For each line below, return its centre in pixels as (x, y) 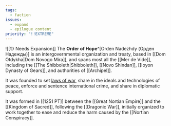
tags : (11, 10)
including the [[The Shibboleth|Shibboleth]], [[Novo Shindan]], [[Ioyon (79, 65)
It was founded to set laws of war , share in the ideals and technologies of (83, 80)
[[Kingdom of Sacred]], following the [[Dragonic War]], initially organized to (85, 107)
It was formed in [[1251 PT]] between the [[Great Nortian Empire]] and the (83, 101)
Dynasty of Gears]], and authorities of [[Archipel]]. (59, 70)
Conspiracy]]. (20, 118)
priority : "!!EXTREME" (30, 34)
